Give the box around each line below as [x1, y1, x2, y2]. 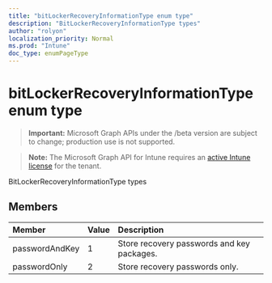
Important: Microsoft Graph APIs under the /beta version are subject [28, 128, 257, 137]
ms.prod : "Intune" [8, 42, 70, 50]
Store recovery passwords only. [117, 260, 239, 272]
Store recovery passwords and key [117, 238, 251, 249]
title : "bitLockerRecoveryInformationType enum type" [8, 11, 194, 20]
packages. [117, 247, 158, 259]
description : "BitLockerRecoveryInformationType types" [8, 19, 201, 27]
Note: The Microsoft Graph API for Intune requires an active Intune [28, 152, 251, 162]
